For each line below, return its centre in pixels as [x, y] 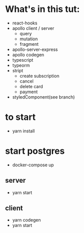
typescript [23, 60]
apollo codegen [28, 55]
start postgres [35, 151]
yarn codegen [26, 220]
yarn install [23, 131]
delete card [31, 86]
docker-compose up [33, 165]
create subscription [39, 76]
